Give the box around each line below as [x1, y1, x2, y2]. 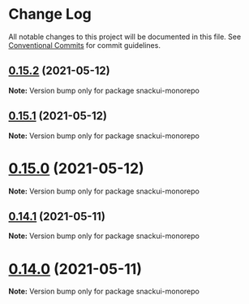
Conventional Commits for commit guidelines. [8, 40, 161, 50]
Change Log [8, 5, 92, 24]
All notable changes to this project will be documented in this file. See [8, 32, 242, 41]
